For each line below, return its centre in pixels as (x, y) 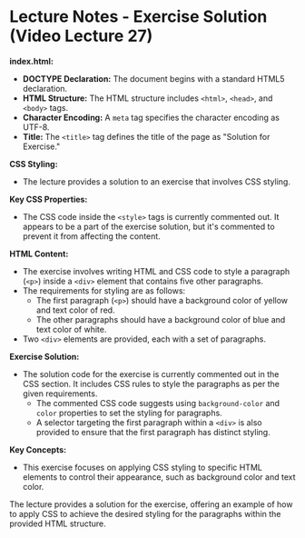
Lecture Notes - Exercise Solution (138, 17)
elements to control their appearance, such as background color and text (159, 477)
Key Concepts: (38, 449)
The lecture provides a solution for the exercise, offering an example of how (151, 504)
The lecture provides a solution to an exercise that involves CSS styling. (156, 181)
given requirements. (60, 394)
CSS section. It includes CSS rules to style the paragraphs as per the (151, 384)
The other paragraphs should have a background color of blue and (161, 319)
